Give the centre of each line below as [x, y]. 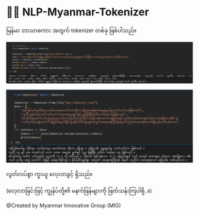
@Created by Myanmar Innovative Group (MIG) [64, 205]
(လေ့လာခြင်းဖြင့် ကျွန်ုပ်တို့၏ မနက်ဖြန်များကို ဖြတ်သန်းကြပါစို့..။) [79, 190]
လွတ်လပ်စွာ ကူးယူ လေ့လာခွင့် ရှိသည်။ [49, 174]
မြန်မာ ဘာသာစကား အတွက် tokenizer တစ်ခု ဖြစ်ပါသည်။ [71, 30]
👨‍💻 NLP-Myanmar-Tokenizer [78, 12]
